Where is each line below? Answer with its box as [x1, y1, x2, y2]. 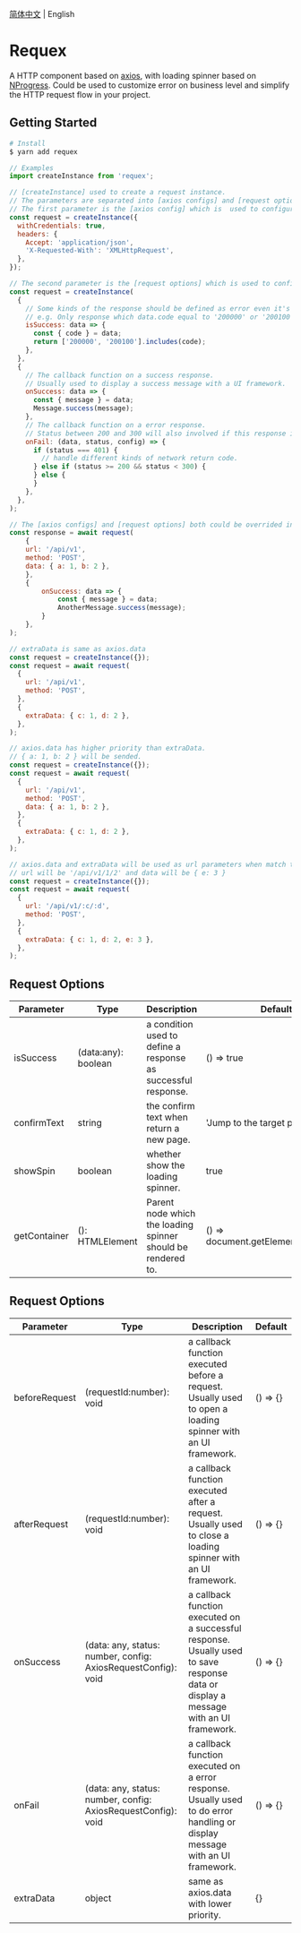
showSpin [13, 1164, 56, 1177]
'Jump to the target [205, 1117, 285, 1130]
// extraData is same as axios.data [9, 644, 146, 653]
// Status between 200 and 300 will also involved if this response [25, 429, 287, 438]
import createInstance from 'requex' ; [9, 172, 154, 181]
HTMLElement [77, 1235, 138, 1248]
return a [146, 1122, 180, 1135]
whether [146, 1148, 182, 1161]
